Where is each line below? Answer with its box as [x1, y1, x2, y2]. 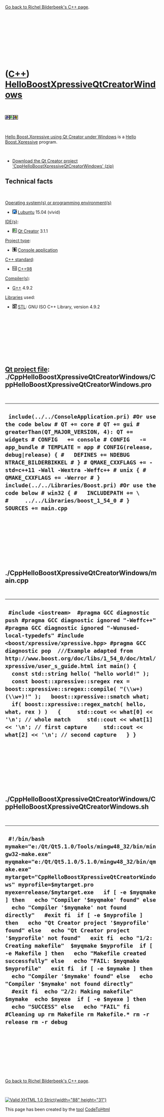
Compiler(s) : [5, 275, 30, 281]
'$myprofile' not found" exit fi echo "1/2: [5, 935, 153, 942]
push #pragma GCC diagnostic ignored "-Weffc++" [5, 616, 156, 624]
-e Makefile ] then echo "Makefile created [5, 950, 146, 957]
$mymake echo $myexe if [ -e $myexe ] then [5, 996, 146, 1003]
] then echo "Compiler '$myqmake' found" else [5, 896, 156, 904]
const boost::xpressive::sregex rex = [11, 677, 130, 685]
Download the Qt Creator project [12, 158, 78, 164]
